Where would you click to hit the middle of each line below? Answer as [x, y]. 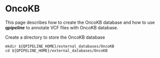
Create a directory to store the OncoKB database [55, 37]
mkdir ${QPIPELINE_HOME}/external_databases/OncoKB [60, 46]
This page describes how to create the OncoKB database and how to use [80, 22]
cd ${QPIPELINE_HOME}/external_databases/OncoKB [56, 51]
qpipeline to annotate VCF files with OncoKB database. [62, 27]
